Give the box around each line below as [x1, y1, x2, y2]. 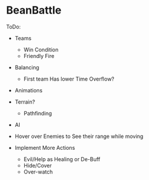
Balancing [14, 63, 40, 71]
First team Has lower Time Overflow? [23, 75, 115, 82]
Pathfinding [23, 110, 52, 117]
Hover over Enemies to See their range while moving [14, 133, 144, 140]
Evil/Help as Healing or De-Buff [23, 155, 101, 163]
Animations [14, 86, 43, 94]
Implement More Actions [14, 144, 75, 151]
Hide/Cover [23, 162, 52, 169]
